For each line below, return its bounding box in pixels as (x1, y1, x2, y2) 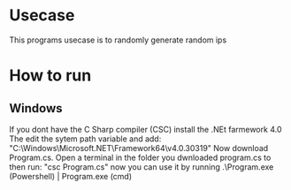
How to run (9, 65, 92, 86)
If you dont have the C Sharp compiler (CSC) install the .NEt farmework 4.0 (9, 124, 282, 134)
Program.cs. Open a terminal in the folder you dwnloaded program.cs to (9, 152, 272, 163)
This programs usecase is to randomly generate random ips (9, 34, 227, 45)
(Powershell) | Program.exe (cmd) (9, 171, 133, 181)
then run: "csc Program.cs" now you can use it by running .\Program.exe (9, 161, 274, 172)
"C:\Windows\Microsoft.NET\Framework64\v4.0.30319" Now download (9, 142, 269, 153)
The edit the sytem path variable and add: (9, 133, 162, 144)
